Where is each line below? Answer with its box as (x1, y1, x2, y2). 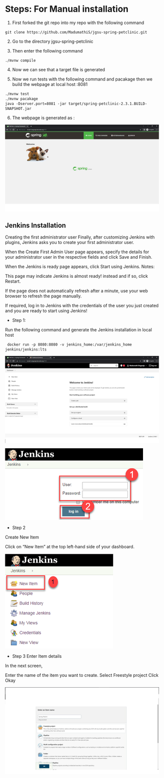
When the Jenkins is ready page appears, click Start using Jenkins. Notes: (5, 264, 155, 269)
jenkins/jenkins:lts (5, 347, 47, 352)
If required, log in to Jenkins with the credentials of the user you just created (5, 303, 159, 309)
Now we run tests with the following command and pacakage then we (12, 76, 153, 82)
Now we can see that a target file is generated (12, 66, 105, 72)
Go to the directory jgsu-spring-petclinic (12, 38, 94, 44)
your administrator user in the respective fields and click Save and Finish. (5, 254, 153, 260)
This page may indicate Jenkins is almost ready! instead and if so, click (5, 273, 148, 279)
